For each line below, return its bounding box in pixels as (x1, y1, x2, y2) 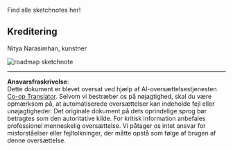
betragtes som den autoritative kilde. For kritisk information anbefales (7, 114, 206, 122)
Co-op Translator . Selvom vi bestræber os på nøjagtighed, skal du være (7, 92, 212, 100)
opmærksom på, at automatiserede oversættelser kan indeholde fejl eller (7, 100, 215, 108)
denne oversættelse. (7, 136, 66, 144)
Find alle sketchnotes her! (7, 6, 81, 14)
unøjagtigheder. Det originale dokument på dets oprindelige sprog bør (7, 106, 207, 115)
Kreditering (7, 26, 58, 37)
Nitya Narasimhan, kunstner (7, 44, 87, 53)
